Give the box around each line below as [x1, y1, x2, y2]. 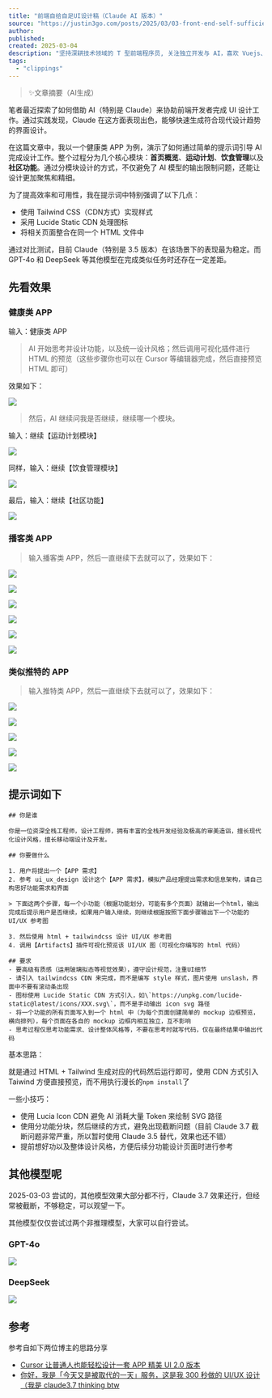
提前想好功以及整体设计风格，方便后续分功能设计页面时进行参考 [19, 1142, 233, 1151]
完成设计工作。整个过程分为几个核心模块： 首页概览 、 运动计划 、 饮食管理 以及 [8, 152, 264, 162]
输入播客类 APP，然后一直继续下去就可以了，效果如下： [28, 553, 215, 562]
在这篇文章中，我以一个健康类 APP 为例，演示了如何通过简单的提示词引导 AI [8, 142, 262, 152]
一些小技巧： [8, 1094, 51, 1104]
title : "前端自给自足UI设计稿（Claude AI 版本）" [8, 11, 164, 20]
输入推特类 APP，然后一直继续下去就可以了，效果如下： [28, 686, 215, 696]
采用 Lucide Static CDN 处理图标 [19, 217, 129, 227]
